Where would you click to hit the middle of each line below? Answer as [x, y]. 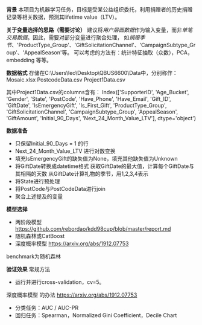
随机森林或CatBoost [40, 236]
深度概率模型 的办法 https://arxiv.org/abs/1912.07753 [72, 295]
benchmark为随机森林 [34, 256]
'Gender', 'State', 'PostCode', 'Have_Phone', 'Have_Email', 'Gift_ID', [89, 99]
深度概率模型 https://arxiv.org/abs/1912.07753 [72, 243]
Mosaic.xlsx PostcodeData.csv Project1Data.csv [66, 80]
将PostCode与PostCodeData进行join [60, 189]
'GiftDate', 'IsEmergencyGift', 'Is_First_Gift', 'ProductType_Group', [87, 105]
